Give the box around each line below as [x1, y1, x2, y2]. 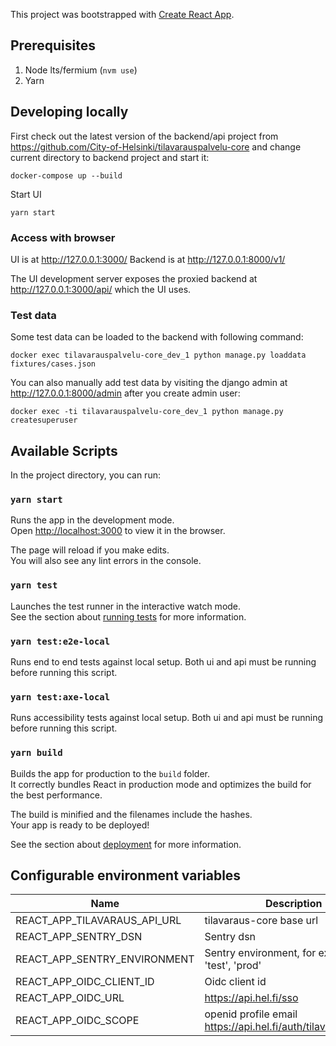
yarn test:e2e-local [10, 635, 111, 647]
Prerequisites [10, 37, 96, 54]
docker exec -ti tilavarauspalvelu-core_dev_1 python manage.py [10, 407, 284, 417]
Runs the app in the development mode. [10, 514, 175, 526]
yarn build [10, 747, 63, 759]
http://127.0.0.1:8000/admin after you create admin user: [10, 387, 241, 399]
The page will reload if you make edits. [10, 544, 170, 556]
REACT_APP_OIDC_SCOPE [15, 1014, 140, 1028]
